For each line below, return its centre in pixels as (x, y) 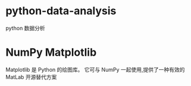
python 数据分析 (25, 28)
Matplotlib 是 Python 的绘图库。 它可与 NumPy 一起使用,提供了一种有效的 (95, 69)
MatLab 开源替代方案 (31, 77)
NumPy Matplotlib (51, 52)
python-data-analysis (61, 11)
